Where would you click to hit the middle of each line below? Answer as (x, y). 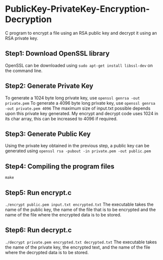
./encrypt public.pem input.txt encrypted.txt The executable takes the (79, 204)
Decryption (29, 19)
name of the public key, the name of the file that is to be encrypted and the (81, 210)
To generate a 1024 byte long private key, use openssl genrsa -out (73, 98)
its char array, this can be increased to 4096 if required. (61, 118)
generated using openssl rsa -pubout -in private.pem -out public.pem (78, 151)
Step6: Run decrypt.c (38, 230)
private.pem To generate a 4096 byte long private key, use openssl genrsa (80, 103)
